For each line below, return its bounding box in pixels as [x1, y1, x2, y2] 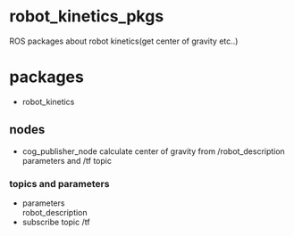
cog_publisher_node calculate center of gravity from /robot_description [21, 145, 286, 157]
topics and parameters [9, 177, 110, 190]
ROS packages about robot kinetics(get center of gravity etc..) [9, 36, 239, 46]
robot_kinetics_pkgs [9, 6, 164, 27]
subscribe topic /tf [21, 216, 91, 227]
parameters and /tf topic [21, 155, 112, 166]
